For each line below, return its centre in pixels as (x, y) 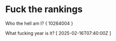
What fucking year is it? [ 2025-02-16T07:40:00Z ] (58, 33)
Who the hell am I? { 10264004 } (39, 23)
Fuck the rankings (44, 9)
